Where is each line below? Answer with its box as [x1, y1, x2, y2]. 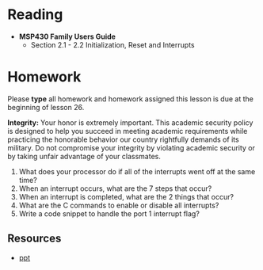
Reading [7, 6, 63, 24]
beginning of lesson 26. [7, 102, 85, 112]
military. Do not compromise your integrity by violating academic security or [7, 143, 255, 152]
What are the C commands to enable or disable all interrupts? [18, 200, 219, 210]
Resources [7, 232, 62, 245]
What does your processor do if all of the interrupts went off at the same [18, 166, 256, 176]
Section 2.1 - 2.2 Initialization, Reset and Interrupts [30, 40, 195, 49]
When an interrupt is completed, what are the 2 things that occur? [18, 192, 234, 201]
